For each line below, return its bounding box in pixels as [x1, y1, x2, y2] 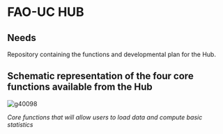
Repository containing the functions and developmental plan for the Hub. [7, 50, 216, 58]
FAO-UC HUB [7, 4, 85, 20]
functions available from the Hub [7, 81, 153, 93]
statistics [7, 120, 33, 128]
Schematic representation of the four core [7, 70, 194, 82]
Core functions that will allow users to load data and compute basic [7, 112, 203, 122]
